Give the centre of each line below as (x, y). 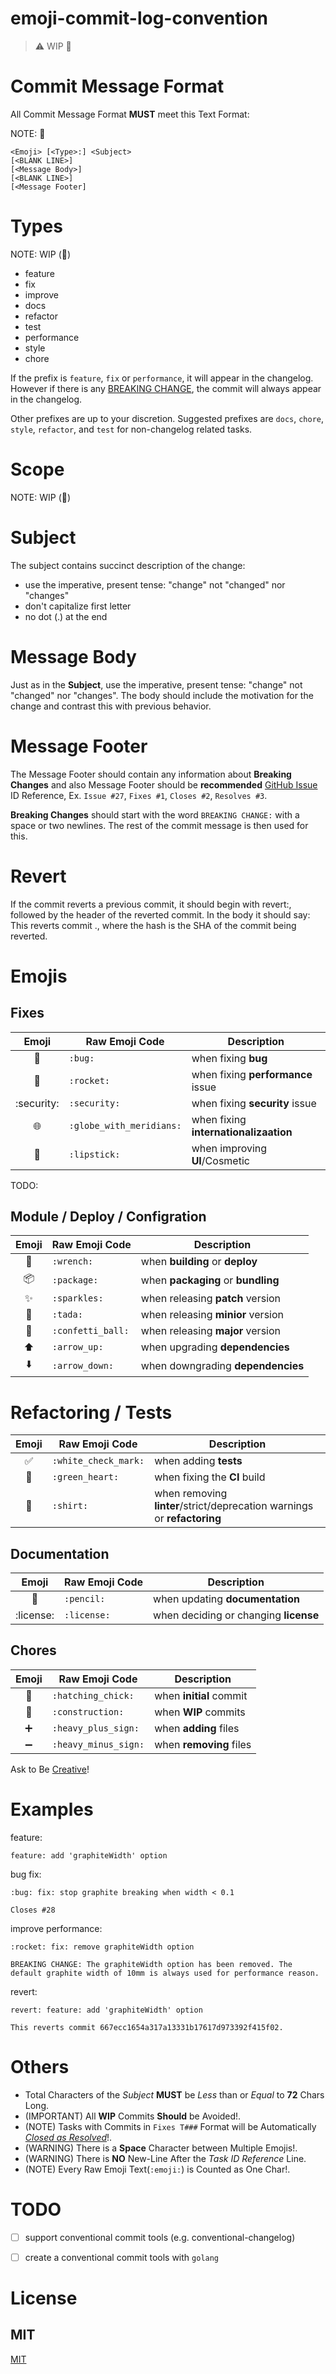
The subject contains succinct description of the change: (128, 565)
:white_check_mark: (98, 1461)
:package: (75, 1280)
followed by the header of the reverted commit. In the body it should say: (160, 914)
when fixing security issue (254, 1103)
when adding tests (198, 1461)
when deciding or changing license (236, 1615)
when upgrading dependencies (215, 1347)
